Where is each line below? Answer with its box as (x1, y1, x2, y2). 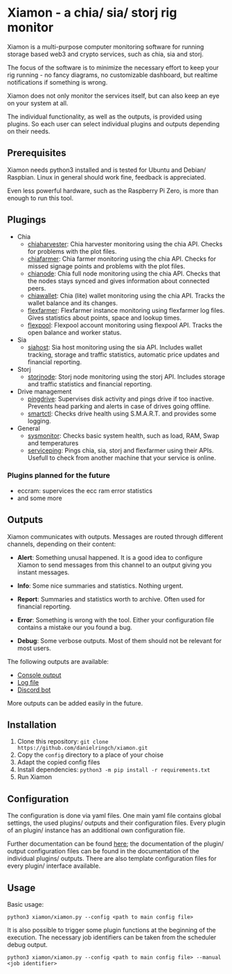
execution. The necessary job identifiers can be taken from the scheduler (7, 933, 217, 941)
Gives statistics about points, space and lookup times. (27, 314, 182, 322)
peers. (27, 284, 46, 292)
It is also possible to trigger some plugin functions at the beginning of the (7, 926, 216, 934)
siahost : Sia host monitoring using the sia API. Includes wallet (27, 343, 203, 351)
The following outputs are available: (7, 657, 109, 665)
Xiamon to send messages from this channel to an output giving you (17, 561, 213, 569)
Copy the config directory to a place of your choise (17, 751, 164, 759)
